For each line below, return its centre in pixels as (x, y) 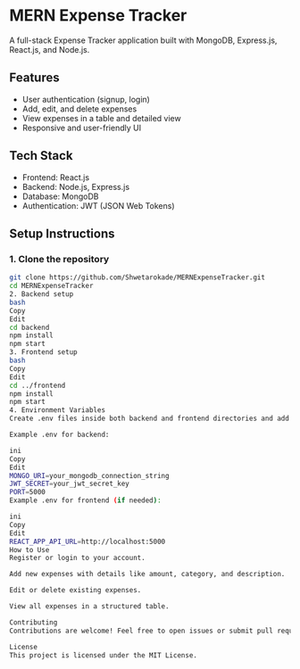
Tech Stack (41, 156)
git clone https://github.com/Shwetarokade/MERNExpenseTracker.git (137, 277)
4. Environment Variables (57, 410)
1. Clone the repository (59, 259)
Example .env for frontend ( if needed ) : (86, 500)
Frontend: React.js (56, 177)
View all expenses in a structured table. (89, 607)
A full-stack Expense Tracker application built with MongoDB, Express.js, (143, 40)
